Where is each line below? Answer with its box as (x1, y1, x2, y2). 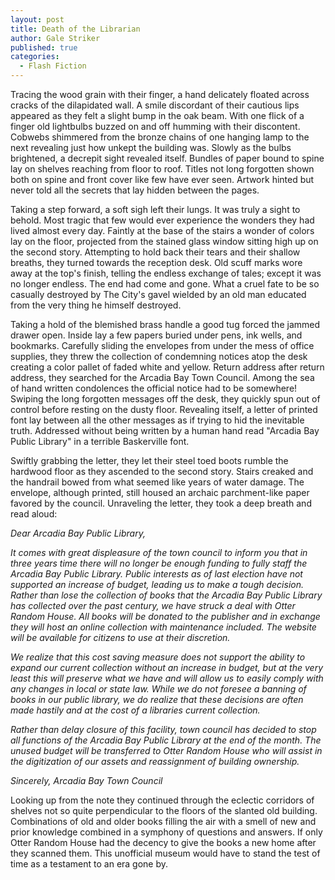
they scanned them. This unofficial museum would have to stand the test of (10, 847, 321, 859)
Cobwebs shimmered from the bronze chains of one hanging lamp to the (10, 131, 310, 143)
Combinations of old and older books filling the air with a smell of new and (10, 816, 317, 827)
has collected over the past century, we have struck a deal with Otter (10, 600, 296, 611)
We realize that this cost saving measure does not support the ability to (10, 651, 306, 663)
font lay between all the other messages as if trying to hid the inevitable (10, 414, 305, 426)
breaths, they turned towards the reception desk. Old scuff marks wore (10, 257, 303, 268)
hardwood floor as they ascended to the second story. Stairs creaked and (10, 466, 314, 477)
